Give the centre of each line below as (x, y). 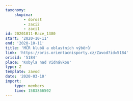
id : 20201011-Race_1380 (31, 34)
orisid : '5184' (21, 57)
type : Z (14, 67)
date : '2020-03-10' (26, 77)
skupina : (24, 15)
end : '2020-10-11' (25, 43)
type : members (29, 86)
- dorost (33, 19)
